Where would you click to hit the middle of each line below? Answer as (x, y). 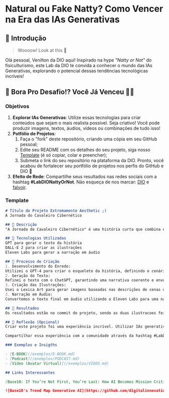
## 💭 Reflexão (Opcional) (32, 322)
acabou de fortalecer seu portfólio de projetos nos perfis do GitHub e (92, 166)
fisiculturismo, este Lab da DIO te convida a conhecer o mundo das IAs (79, 65)
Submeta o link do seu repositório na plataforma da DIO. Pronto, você (92, 160)
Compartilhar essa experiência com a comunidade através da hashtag (78, 336)
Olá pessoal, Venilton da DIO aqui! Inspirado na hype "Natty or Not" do (78, 60)
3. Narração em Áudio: (29, 294)
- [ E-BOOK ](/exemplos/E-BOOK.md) (40, 354)
